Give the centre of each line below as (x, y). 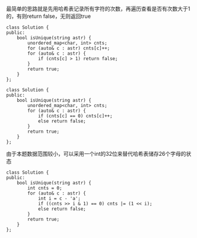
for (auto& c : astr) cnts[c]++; (69, 48)
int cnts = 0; (45, 188)
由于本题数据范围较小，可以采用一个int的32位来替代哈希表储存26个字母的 (96, 154)
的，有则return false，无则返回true (48, 16)
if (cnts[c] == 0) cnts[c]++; (75, 116)
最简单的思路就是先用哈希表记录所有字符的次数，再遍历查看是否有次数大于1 (98, 9)
